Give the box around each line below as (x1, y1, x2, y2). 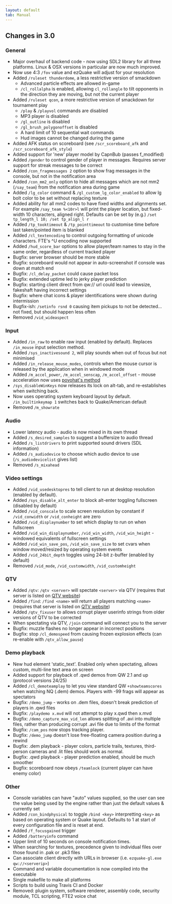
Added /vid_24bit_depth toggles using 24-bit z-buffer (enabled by (12, 552, 154, 558)
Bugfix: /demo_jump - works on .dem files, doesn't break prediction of (12, 699, 158, 705)
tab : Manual (5, 12, 31, 17)
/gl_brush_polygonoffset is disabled (20, 124, 98, 130)
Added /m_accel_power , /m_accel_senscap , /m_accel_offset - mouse (12, 371, 156, 378)
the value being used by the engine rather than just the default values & (12, 800, 164, 806)
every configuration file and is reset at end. (12, 822, 104, 828)
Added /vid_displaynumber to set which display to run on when (12, 519, 146, 525)
